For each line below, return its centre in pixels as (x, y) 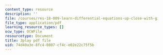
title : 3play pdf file (28, 41)
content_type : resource (29, 9)
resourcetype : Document (29, 36)
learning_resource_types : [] (34, 27)
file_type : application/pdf (33, 23)
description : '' (21, 14)
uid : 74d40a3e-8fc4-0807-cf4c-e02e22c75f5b (50, 45)
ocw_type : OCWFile (24, 32)
